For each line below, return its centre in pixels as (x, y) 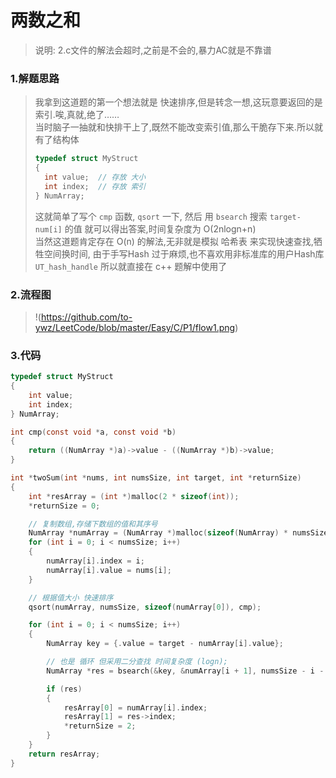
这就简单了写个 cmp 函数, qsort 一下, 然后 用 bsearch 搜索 (151, 216)
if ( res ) (64, 689)
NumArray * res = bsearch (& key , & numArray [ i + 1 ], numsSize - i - (185, 671)
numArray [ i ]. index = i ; (95, 561)
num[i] (48, 229)
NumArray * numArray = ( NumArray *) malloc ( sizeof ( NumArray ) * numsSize (178, 533)
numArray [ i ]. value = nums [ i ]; (109, 570)
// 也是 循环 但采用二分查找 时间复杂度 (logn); (137, 662)
